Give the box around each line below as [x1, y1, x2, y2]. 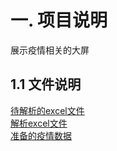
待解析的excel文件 [10, 104, 85, 116]
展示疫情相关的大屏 [10, 44, 90, 56]
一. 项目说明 [10, 9, 108, 32]
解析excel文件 [10, 117, 68, 129]
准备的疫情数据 [10, 129, 72, 141]
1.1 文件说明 [10, 76, 82, 93]
